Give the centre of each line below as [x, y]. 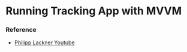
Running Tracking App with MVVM [94, 11]
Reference [21, 30]
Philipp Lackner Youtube [45, 42]
